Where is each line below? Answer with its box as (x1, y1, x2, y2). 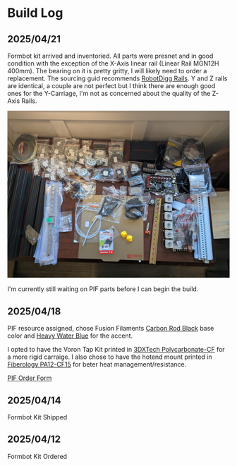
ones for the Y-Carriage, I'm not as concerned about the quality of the (7, 90, 211, 97)
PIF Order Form (7, 374, 52, 382)
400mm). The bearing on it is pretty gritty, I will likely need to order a (7, 67, 207, 75)
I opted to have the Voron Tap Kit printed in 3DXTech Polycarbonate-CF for (7, 345, 225, 354)
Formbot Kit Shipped (7, 413, 68, 422)
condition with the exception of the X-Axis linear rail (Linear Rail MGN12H (7, 59, 219, 68)
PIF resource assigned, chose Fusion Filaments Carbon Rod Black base (7, 324, 214, 333)
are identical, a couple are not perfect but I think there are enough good (7, 82, 216, 90)
